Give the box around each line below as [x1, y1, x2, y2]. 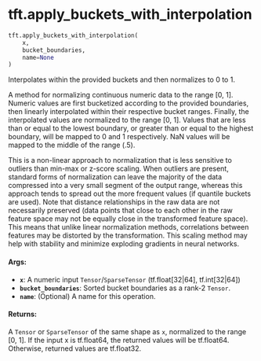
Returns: [8, 309, 38, 319]
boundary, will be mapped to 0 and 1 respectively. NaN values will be [8, 132, 230, 142]
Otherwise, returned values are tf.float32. [8, 344, 142, 353]
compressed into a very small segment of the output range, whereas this [8, 181, 243, 190]
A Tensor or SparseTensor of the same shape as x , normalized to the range [8, 326, 247, 336]
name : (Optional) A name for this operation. [19, 291, 156, 300]
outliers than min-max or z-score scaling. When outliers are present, [8, 164, 229, 174]
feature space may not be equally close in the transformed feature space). [8, 214, 248, 223]
